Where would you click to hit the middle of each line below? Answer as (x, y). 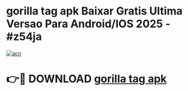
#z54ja (24, 37)
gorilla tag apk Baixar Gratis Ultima (95, 11)
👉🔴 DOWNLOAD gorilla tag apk (86, 79)
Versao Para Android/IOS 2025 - (88, 24)
